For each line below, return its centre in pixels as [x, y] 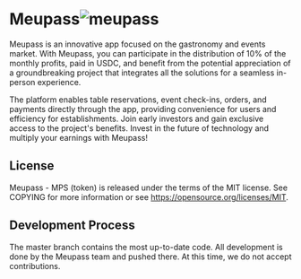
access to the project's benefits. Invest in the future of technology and [139, 128]
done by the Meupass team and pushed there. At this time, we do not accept [151, 257]
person [22, 82]
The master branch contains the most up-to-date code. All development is [146, 247]
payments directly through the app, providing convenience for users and [143, 109]
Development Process [73, 226]
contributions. [35, 266]
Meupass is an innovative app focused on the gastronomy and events [138, 44]
